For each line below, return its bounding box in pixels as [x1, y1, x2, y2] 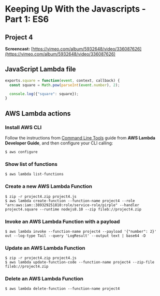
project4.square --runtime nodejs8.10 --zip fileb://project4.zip [5, 207, 142, 212]
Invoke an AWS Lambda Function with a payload [5, 218, 120, 225]
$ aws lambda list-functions [5, 172, 64, 177]
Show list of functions [5, 160, 58, 167]
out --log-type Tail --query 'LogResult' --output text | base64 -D [5, 233, 146, 238]
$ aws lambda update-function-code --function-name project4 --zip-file [5, 260, 155, 265]
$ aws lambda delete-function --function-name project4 [5, 286, 120, 291]
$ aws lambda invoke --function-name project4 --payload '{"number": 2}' [5, 229, 157, 234]
